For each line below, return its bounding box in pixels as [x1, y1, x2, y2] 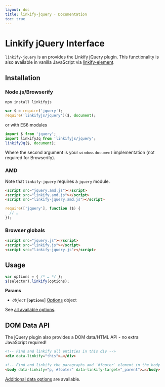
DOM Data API [5, 321, 50, 329]
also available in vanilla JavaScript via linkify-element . [5, 59, 115, 65]
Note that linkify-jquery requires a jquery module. [5, 178, 110, 184]
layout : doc [5, 7, 30, 12]
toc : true [5, 16, 26, 21]
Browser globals [5, 227, 45, 234]
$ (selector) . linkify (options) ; [5, 279, 70, 284]
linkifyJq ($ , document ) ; [5, 140, 56, 146]
